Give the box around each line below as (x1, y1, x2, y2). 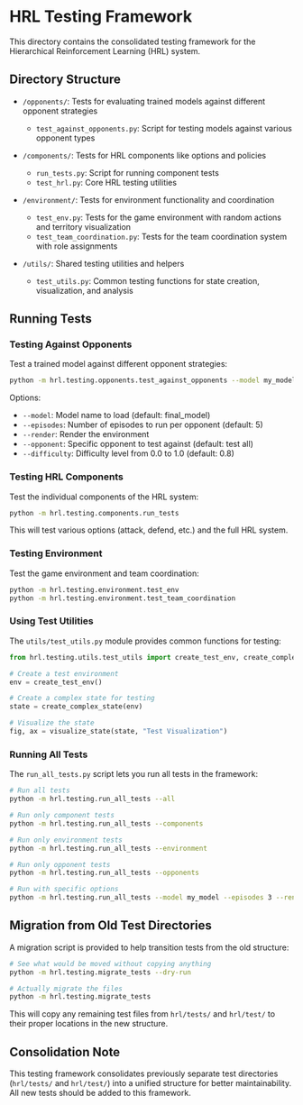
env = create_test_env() (9, 678, 103, 687)
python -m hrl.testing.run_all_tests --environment (9, 844, 207, 853)
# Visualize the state (9, 718, 95, 727)
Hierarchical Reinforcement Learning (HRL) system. (9, 45, 201, 56)
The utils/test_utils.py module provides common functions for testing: (9, 635, 281, 646)
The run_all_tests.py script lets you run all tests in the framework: (9, 769, 259, 780)
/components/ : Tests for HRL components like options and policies (22, 150, 267, 160)
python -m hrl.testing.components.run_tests (9, 508, 179, 517)
